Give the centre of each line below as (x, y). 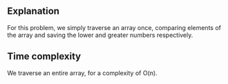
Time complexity (44, 56)
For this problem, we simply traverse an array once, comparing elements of (114, 27)
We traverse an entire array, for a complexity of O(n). (82, 73)
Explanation (34, 11)
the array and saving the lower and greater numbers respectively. (100, 35)
